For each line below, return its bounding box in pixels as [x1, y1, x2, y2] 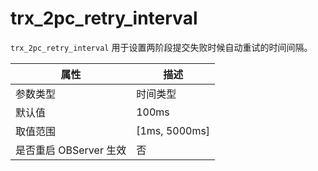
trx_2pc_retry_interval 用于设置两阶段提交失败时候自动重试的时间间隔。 [10, 41, 313, 53]
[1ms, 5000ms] [136, 123, 211, 137]
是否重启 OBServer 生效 [15, 143, 127, 157]
